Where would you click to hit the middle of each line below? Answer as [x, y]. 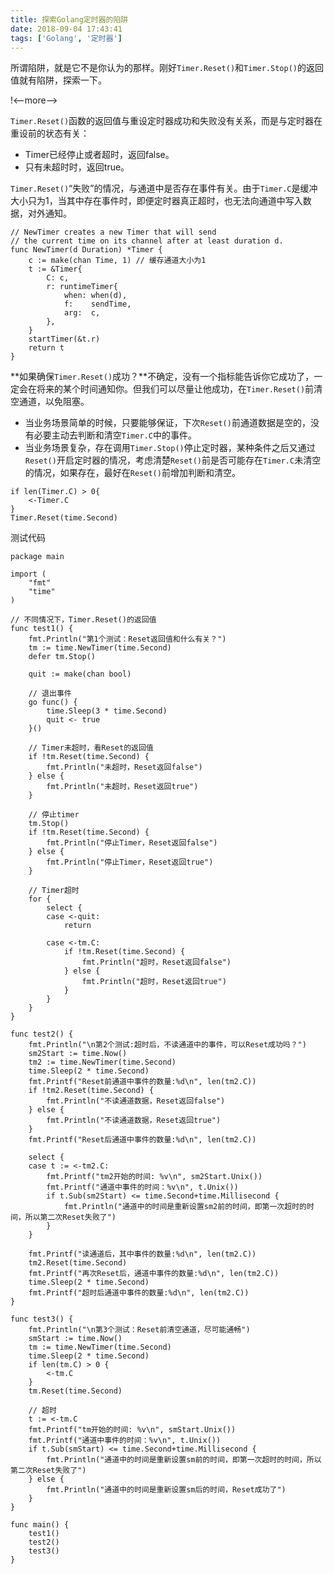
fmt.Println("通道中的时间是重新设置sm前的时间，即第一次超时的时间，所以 [184, 1460]
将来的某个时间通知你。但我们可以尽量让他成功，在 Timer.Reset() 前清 [179, 389]
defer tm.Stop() [62, 657]
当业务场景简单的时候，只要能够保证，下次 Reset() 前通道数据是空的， [167, 423]
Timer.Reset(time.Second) [64, 518]
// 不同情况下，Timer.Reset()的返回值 [83, 620]
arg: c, [82, 313]
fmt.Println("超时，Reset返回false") [156, 962]
